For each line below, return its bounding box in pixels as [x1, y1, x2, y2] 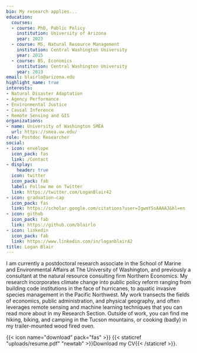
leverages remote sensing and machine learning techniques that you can [6, 304, 182, 311]
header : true [16, 167, 49, 174]
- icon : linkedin [6, 227, 49, 233]
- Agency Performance [6, 96, 59, 102]
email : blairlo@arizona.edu [6, 74, 75, 80]
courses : [11, 19, 33, 25]
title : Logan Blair [6, 244, 54, 250]
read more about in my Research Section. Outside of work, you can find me [6, 310, 189, 317]
